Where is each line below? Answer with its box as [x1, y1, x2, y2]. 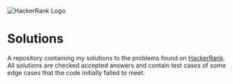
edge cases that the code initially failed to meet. [7, 68, 145, 76]
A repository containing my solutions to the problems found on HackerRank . [7, 53, 225, 62]
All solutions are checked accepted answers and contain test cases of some [7, 61, 226, 69]
